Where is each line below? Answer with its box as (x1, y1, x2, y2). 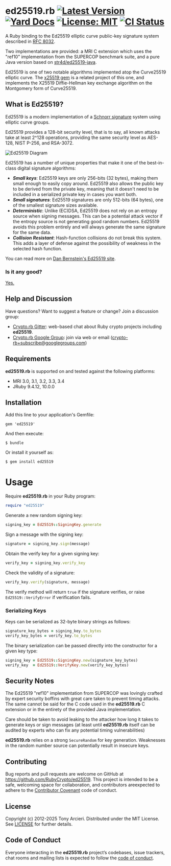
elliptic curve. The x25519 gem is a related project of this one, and (5, 74, 144, 80)
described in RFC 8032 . (5, 38, 55, 44)
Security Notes (5, 676, 55, 685)
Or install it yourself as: (5, 450, 54, 456)
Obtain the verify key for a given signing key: (5, 551, 100, 557)
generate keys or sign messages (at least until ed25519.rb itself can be (5, 722, 155, 728)
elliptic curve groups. (5, 119, 50, 125)
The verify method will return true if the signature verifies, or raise (5, 589, 145, 595)
